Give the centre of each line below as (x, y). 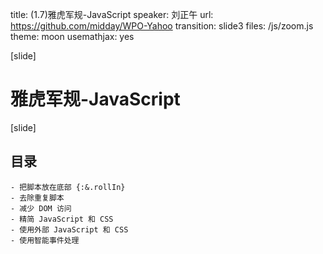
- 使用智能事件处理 (45, 240)
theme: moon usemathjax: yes (72, 36)
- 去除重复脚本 (37, 198)
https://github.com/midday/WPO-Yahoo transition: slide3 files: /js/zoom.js (162, 26)
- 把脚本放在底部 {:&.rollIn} (68, 187)
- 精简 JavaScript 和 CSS (62, 219)
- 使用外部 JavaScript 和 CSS (69, 229)
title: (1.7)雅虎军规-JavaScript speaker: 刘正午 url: (112, 14)
